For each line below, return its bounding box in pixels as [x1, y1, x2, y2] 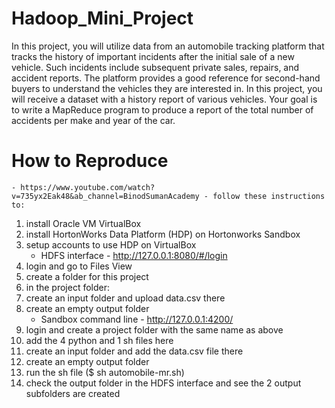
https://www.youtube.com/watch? [20, 182, 156, 192]
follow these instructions [212, 191, 326, 201]
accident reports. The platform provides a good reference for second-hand [11, 72, 321, 84]
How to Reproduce [11, 150, 169, 172]
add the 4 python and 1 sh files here [25, 334, 174, 346]
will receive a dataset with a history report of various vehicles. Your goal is [11, 93, 318, 105]
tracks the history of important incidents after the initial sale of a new [11, 50, 295, 62]
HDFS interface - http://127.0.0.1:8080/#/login [40, 249, 228, 261]
